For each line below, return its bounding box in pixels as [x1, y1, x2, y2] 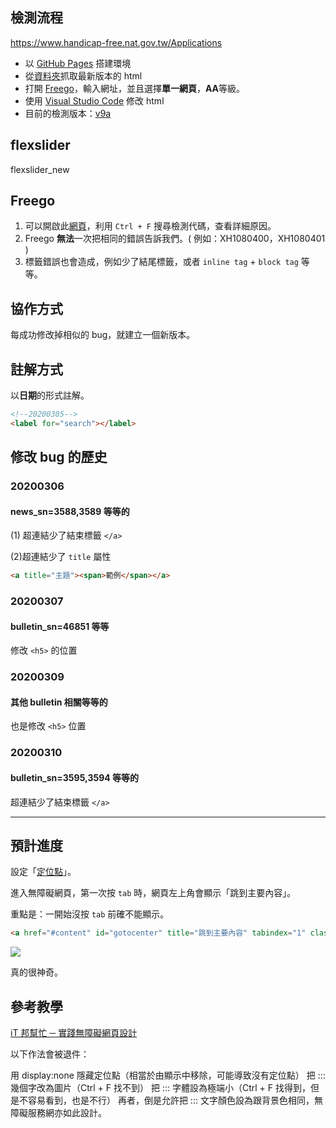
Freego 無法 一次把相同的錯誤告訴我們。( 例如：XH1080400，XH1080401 [24, 233, 326, 245]
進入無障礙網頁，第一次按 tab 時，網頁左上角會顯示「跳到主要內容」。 [10, 887, 297, 899]
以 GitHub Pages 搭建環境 [24, 57, 132, 69]
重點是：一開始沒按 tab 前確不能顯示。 [10, 908, 170, 920]
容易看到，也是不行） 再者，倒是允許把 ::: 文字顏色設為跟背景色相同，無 [27, 1094, 323, 1107]
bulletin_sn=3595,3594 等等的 [10, 771, 140, 783]
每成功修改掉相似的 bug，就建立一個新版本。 [10, 329, 196, 341]
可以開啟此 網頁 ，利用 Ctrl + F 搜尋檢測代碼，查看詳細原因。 [24, 220, 277, 232]
